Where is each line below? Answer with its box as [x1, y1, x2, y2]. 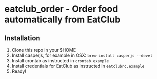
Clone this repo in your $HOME [11, 47, 76, 53]
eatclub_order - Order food [4, 3, 118, 15]
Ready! [11, 68, 27, 74]
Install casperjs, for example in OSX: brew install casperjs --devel [11, 52, 153, 58]
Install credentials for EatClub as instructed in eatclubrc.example [11, 63, 145, 69]
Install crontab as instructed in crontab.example [11, 58, 109, 63]
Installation [4, 34, 40, 42]
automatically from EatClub [4, 14, 121, 25]
